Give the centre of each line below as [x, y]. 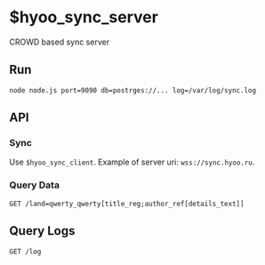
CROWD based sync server [59, 42]
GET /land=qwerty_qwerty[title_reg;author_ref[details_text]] [127, 204]
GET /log [25, 252]
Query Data [35, 185]
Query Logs [42, 231]
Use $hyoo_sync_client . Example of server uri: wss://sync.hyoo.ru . [132, 162]
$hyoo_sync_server [84, 17]
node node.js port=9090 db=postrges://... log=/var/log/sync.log [132, 90]
